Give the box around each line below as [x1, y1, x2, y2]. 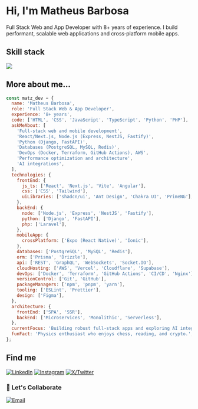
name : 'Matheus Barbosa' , [11, 100, 75, 107]
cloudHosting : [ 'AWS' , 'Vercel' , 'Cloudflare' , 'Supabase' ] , [16, 265, 170, 271]
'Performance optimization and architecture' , [16, 155, 133, 162]
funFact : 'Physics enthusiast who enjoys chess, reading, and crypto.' [11, 331, 192, 337]
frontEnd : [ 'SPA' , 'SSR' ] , [16, 309, 83, 315]
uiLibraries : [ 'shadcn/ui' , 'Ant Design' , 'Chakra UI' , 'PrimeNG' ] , [21, 194, 194, 200]
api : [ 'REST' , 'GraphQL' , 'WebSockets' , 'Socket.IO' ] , [16, 260, 154, 266]
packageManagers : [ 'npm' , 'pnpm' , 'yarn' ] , [16, 282, 126, 287]
